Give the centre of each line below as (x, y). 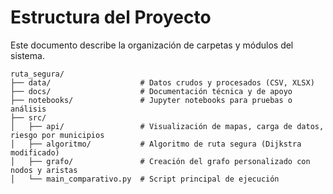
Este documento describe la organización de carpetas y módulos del (152, 45)
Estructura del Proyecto (111, 17)
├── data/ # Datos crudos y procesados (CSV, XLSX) (162, 82)
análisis (28, 109)
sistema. (27, 55)
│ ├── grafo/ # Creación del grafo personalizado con (160, 161)
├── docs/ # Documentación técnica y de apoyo (151, 91)
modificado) (35, 152)
